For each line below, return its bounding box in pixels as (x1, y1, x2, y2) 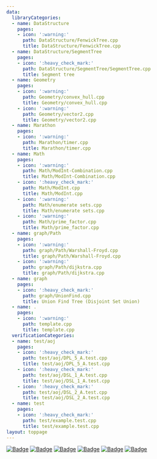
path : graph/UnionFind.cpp (22, 292, 91, 299)
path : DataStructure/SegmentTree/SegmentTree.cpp (22, 65, 151, 72)
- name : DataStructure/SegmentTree (12, 49, 102, 55)
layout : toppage (6, 428, 47, 435)
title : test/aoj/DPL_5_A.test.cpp (22, 361, 111, 367)
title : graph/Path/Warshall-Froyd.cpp (22, 253, 121, 259)
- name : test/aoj (12, 338, 56, 344)
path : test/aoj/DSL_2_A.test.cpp (22, 389, 108, 396)
